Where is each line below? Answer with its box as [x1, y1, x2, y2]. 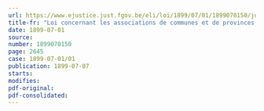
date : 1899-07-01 [8, 26, 65, 34]
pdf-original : [8, 84, 55, 92]
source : [8, 33, 34, 41]
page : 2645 [8, 48, 44, 55]
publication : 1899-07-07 [8, 63, 90, 70]
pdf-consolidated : [8, 91, 68, 99]
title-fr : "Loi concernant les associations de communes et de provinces [8, 19, 255, 27]
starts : [8, 70, 34, 77]
